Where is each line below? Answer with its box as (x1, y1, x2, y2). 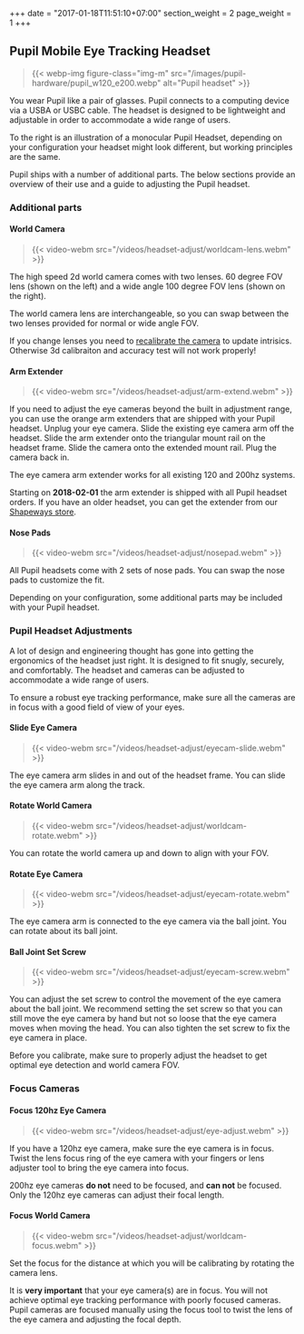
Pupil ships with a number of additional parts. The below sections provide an (9, 168, 296, 180)
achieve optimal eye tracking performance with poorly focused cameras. (9, 1294, 281, 1305)
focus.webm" (31, 1239, 83, 1250)
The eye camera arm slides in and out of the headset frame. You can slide (9, 770, 286, 781)
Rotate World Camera (9, 800, 93, 811)
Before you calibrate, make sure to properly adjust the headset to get (9, 1050, 268, 1061)
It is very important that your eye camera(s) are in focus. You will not (9, 1285, 269, 1296)
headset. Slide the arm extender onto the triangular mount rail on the (9, 433, 266, 443)
